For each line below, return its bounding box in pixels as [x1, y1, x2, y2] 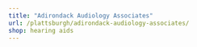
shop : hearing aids [8, 26, 74, 34]
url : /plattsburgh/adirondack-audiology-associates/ [8, 19, 190, 27]
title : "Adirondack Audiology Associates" [8, 11, 153, 20]
